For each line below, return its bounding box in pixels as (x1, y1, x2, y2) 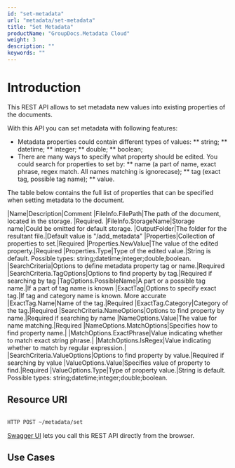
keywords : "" (7, 50, 46, 57)
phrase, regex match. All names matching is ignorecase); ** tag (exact (17, 167, 221, 175)
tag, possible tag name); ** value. (17, 175, 115, 183)
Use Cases (7, 451, 55, 463)
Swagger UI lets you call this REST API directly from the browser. (7, 431, 195, 439)
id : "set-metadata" (7, 10, 65, 18)
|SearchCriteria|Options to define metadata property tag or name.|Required (7, 261, 225, 270)
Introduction (7, 80, 81, 95)
